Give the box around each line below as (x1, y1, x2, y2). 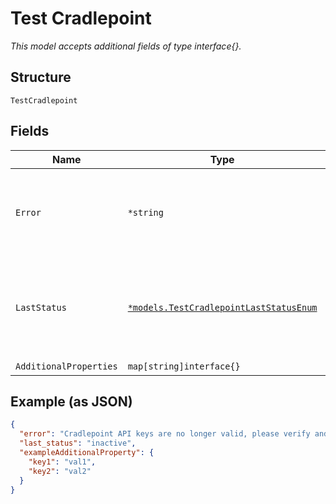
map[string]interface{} (127, 360, 241, 372)
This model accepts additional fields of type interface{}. (10, 40, 242, 52)
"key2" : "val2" (28, 466, 92, 476)
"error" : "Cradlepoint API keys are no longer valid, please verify (19, 429, 311, 439)
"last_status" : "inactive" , (19, 438, 137, 449)
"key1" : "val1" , (28, 457, 97, 467)
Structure (10, 69, 72, 86)
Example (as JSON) (10, 393, 133, 410)
